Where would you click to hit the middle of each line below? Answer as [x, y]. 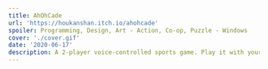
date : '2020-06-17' [41, 45]
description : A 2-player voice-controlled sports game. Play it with [126, 52]
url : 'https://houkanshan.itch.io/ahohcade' [83, 23]
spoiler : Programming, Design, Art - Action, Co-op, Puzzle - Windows [128, 30]
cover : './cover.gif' [44, 38]
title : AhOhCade [35, 15]
